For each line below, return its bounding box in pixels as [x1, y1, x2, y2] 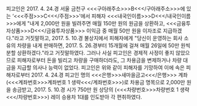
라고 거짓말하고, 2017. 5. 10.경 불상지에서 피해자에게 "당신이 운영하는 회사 [14, 35, 183, 41]
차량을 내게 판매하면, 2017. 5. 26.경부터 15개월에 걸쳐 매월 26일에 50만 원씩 [16, 42, 191, 49]
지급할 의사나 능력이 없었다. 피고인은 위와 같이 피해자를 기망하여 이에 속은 [16, 64, 185, 71]
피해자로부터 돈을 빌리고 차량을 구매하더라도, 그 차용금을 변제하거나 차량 [16, 57, 182, 64]
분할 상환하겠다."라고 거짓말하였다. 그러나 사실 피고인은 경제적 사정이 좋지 [6, 49, 175, 56]
